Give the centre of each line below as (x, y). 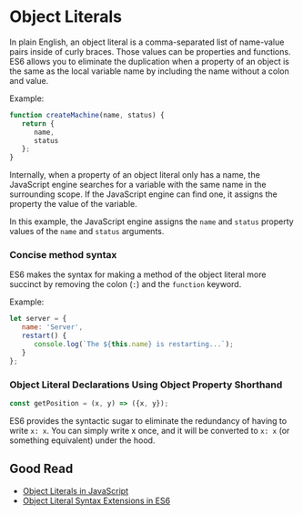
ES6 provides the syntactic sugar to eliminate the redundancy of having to (148, 420)
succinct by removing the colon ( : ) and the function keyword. (126, 284)
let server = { (38, 319)
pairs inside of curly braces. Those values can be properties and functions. (150, 51)
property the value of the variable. (74, 204)
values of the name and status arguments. (87, 232)
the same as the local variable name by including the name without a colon (149, 71)
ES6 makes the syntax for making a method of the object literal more (138, 274)
